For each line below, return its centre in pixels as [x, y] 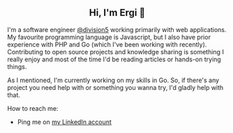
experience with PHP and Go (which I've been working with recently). [107, 44]
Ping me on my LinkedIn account [64, 122]
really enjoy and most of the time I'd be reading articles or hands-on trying [114, 59]
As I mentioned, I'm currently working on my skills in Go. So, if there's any [113, 80]
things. [17, 66]
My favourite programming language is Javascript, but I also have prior [109, 37]
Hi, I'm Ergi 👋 [117, 13]
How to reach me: [33, 108]
